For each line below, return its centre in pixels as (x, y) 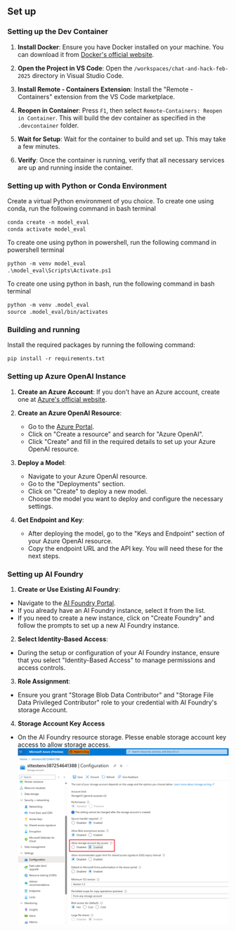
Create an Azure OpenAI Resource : (69, 413)
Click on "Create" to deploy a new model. (88, 491)
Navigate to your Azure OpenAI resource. (87, 476)
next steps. (44, 556)
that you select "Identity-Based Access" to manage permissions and (116, 660)
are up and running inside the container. (75, 167)
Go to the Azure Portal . (61, 426)
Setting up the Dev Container (58, 32)
